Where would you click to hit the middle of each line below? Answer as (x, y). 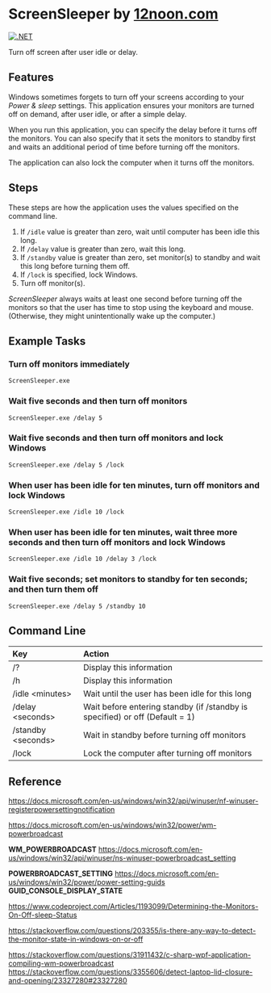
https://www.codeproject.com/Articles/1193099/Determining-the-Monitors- (133, 907)
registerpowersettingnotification (62, 810)
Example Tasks (47, 341)
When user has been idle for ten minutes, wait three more (123, 532)
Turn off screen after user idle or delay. (73, 52)
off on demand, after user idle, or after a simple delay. (98, 114)
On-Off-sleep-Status (43, 915)
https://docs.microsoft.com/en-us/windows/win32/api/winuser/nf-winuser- (133, 801)
